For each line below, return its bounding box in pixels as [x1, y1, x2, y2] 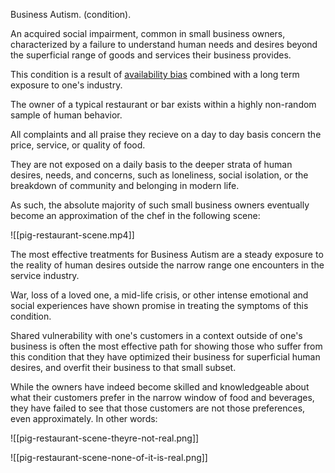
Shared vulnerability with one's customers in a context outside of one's [10, 330, 303, 341]
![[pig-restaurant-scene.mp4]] [10, 229, 135, 241]
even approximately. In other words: [10, 413, 158, 424]
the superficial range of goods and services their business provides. [10, 49, 292, 61]
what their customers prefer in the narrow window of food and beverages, [10, 392, 315, 403]
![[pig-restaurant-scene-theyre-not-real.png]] [10, 432, 200, 444]
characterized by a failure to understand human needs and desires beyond [10, 39, 318, 50]
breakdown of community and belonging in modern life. [10, 180, 240, 191]
